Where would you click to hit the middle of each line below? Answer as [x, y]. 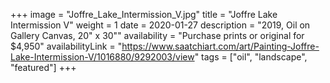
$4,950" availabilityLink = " [66, 46]
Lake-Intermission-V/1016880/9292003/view [102, 57]
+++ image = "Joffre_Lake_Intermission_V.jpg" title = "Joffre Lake [144, 14]
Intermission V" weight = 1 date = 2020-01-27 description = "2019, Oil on [160, 25]
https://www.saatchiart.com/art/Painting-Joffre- [220, 46]
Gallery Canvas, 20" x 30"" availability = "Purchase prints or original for [157, 35]
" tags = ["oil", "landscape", [251, 57]
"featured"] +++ [43, 67]
